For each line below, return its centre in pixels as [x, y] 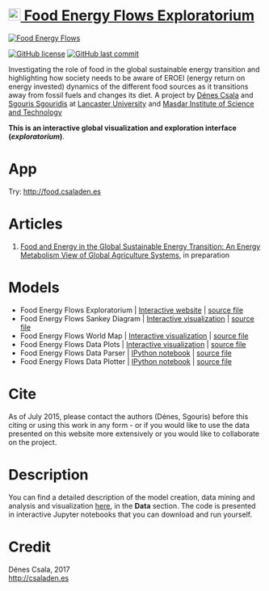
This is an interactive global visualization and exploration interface [122, 128]
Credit [29, 547]
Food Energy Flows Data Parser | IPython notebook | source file [126, 353]
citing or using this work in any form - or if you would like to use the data [129, 425]
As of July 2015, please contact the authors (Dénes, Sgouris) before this [128, 416]
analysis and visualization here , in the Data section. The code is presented [132, 505]
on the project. [33, 442]
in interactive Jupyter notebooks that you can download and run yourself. [130, 514]
